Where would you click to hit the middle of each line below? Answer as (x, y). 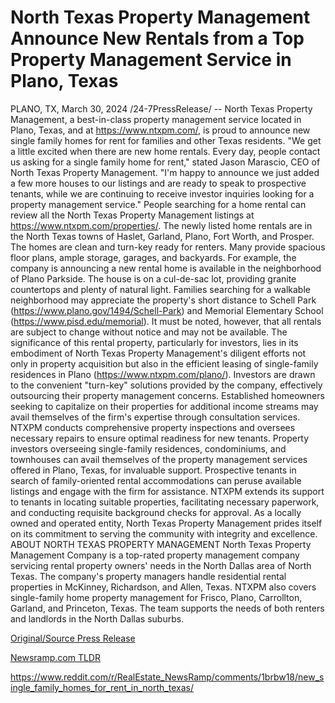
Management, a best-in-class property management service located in (156, 119)
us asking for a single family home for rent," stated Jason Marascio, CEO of (165, 162)
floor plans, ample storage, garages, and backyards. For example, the (153, 257)
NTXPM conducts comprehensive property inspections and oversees (153, 427)
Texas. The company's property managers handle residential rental (148, 576)
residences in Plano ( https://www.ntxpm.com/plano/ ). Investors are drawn (163, 374)
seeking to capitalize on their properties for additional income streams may (164, 406)
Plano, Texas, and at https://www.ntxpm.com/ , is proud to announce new (160, 130)
